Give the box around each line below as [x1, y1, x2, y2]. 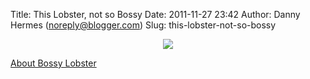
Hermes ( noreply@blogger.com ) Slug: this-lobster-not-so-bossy [10, 19, 277, 31]
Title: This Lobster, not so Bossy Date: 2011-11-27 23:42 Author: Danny [10, 9, 301, 20]
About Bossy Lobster [10, 57, 97, 69]
